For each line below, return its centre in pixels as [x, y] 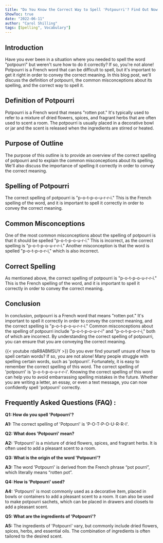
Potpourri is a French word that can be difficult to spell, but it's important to [80, 69]
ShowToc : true [19, 14]
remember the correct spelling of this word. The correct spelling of [72, 367]
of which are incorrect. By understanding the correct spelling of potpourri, [79, 336]
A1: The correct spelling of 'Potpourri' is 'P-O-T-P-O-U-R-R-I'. [67, 424]
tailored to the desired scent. [34, 536]
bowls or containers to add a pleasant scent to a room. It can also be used [79, 496]
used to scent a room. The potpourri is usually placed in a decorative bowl [80, 123]
